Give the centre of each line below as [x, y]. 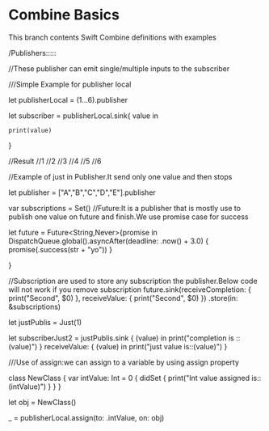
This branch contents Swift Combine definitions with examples [112, 37]
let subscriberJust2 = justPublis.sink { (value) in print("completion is [121, 338]
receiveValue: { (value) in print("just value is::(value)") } [136, 346]
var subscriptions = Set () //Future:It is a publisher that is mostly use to [124, 208]
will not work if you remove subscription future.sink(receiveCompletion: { [130, 289]
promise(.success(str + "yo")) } [61, 249]
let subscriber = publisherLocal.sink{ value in [84, 116]
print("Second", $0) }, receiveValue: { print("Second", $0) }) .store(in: [123, 298]
